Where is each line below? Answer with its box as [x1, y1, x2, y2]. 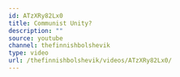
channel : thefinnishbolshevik [8, 42, 111, 50]
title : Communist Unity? [8, 19, 92, 27]
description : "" [8, 26, 63, 34]
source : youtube [8, 34, 63, 43]
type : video [8, 49, 49, 57]
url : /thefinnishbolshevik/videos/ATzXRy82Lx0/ [8, 57, 173, 65]
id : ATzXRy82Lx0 [8, 11, 63, 20]
